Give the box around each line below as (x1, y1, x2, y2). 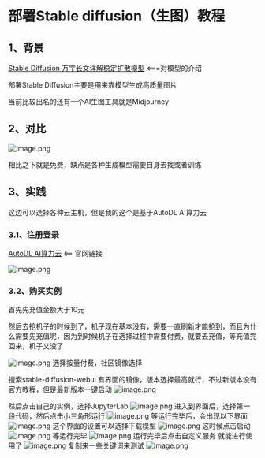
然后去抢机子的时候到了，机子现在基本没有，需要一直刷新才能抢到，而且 (8, 322, 243, 331)
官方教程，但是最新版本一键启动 (8, 385, 112, 394)
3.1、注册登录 (8, 229, 60, 240)
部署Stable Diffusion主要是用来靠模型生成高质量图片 (8, 80, 177, 89)
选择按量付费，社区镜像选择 (52, 358, 143, 367)
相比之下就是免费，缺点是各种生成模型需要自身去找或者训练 (8, 159, 202, 169)
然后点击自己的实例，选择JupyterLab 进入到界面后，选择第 (8, 401, 244, 411)
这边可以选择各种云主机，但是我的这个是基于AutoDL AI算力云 (8, 207, 207, 217)
